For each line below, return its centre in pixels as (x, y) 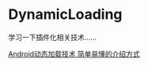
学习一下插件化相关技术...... (53, 37)
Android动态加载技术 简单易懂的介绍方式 (74, 53)
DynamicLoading (65, 15)
